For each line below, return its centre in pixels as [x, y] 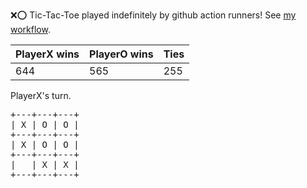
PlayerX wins [47, 54]
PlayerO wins [121, 54]
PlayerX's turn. [41, 95]
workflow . [30, 29]
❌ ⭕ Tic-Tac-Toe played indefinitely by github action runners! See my [153, 15]
